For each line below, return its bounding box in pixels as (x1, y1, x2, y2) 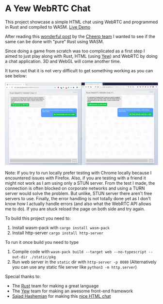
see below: (5, 73, 27, 79)
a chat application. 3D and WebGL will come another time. (5, 58, 121, 64)
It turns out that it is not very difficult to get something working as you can (5, 67, 153, 73)
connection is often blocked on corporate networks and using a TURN (5, 185, 145, 192)
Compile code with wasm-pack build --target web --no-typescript (12, 249, 147, 255)
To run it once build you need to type (5, 240, 79, 245)
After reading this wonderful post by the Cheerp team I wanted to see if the (5, 33, 155, 39)
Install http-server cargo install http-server (12, 230, 103, 236)
